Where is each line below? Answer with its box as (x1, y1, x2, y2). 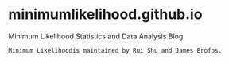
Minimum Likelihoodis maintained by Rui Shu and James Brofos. (8, 46, 223, 54)
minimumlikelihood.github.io (8, 5, 203, 24)
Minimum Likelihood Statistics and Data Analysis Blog (8, 31, 184, 41)
